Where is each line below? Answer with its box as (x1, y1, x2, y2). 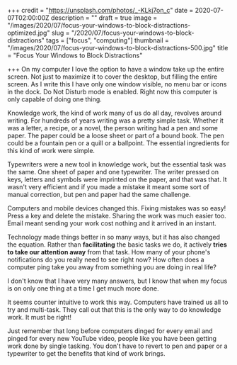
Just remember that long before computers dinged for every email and (7, 327, 214, 335)
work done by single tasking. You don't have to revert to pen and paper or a (7, 342, 228, 350)
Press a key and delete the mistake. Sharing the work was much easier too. (7, 212, 226, 220)
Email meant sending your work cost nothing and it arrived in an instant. (7, 219, 217, 228)
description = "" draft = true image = (50, 13, 158, 22)
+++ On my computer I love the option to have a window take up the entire (7, 65, 224, 73)
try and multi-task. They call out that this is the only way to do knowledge (7, 305, 221, 314)
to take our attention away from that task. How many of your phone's (7, 248, 211, 256)
